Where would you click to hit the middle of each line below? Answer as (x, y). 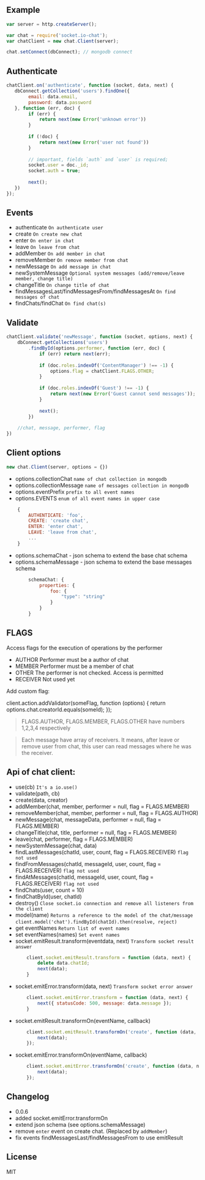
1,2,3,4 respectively (46, 728)
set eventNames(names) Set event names (68, 934)
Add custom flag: (28, 691)
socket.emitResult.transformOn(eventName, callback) (83, 1021)
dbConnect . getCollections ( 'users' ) (63, 343)
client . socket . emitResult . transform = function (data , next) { (109, 957)
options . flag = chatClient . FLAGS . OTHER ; (102, 371)
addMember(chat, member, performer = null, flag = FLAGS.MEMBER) (102, 806)
